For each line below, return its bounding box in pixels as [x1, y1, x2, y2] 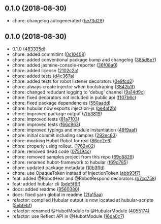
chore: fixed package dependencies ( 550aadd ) [12, 100, 111, 106]
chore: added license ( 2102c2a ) [12, 67, 79, 73]
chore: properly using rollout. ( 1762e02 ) [12, 143, 95, 149]
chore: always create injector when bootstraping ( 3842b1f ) [12, 83, 136, 89]
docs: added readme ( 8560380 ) [12, 186, 80, 192]
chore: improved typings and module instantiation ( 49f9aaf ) [12, 126, 138, 133]
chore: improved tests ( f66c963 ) [12, 121, 81, 127]
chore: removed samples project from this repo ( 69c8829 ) [12, 153, 135, 159]
